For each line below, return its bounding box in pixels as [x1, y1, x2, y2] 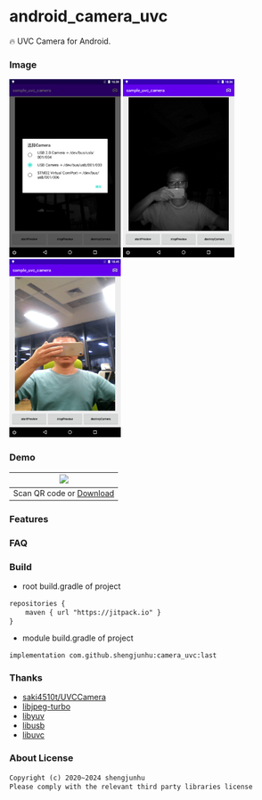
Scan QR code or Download [12, 488, 115, 499]
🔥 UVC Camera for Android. [9, 36, 111, 46]
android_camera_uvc [9, 6, 168, 27]
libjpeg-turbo [21, 701, 71, 712]
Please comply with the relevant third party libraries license [9, 782, 253, 791]
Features [9, 512, 49, 525]
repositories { [9, 599, 66, 608]
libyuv [21, 711, 45, 722]
